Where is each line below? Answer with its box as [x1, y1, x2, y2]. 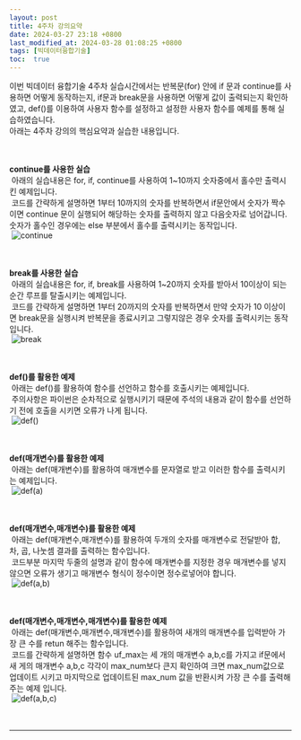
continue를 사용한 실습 [9, 163, 91, 174]
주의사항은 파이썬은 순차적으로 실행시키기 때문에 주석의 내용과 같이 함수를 [11, 394, 268, 404]
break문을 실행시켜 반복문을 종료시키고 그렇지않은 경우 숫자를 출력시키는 [18, 313, 272, 323]
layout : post [9, 13, 58, 22]
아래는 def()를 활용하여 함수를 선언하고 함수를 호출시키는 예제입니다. [11, 383, 250, 393]
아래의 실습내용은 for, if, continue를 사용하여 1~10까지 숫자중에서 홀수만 [11, 175, 262, 185]
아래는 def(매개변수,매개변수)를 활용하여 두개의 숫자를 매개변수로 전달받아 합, [11, 534, 280, 544]
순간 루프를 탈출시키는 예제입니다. [9, 290, 127, 301]
